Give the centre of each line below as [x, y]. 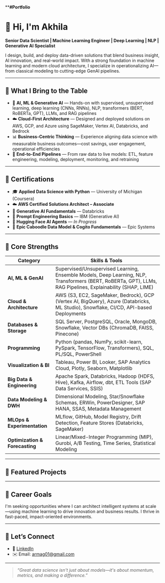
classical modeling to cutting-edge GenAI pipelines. [68, 71]
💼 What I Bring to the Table [46, 91]
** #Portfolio [18, 7]
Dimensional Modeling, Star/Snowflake [100, 396]
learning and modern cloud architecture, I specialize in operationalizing [77, 65]
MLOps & [18, 420]
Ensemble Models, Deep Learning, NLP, [101, 275]
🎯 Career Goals [28, 494]
